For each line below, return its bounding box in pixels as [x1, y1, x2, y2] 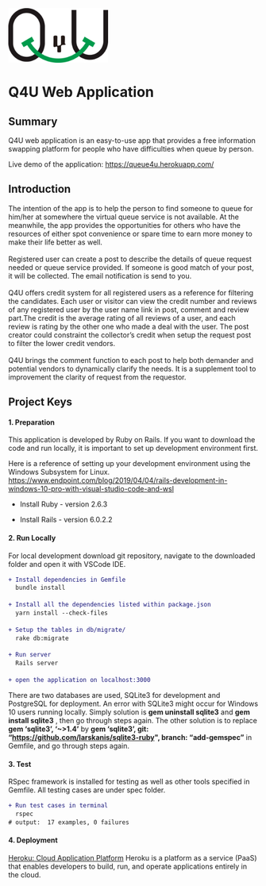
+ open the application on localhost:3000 [8, 676, 151, 684]
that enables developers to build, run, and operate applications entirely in [8, 861, 248, 872]
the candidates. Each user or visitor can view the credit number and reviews [8, 296, 257, 306]
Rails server [15, 659, 59, 668]
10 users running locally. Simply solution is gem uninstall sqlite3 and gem [8, 707, 250, 717]
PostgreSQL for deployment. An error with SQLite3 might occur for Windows [8, 699, 259, 708]
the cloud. [8, 870, 41, 880]
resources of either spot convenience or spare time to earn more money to [8, 229, 253, 238]
